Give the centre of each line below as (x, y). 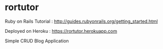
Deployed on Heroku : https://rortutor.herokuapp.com (61, 31)
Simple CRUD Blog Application (37, 41)
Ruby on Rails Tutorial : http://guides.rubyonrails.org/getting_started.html (81, 21)
